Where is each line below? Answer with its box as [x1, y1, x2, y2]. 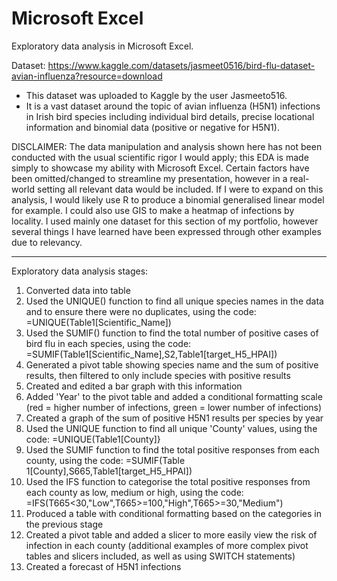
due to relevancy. [11, 236, 83, 248]
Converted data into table [25, 284, 131, 296]
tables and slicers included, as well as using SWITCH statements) [25, 550, 296, 562]
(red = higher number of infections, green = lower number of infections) [25, 401, 323, 413]
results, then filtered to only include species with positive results [25, 369, 291, 381]
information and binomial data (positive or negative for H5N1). [25, 121, 280, 133]
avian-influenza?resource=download [11, 70, 163, 82]
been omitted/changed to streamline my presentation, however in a [11, 172, 288, 184]
